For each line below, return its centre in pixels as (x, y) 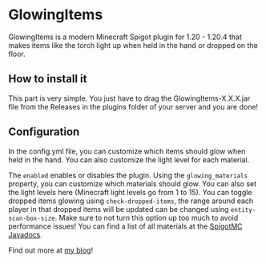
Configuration (44, 132)
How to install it (48, 79)
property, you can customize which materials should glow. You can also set (133, 183)
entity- (243, 209)
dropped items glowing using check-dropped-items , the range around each (131, 201)
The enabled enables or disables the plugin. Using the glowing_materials (128, 175)
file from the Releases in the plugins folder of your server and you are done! (133, 106)
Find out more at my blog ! (51, 250)
